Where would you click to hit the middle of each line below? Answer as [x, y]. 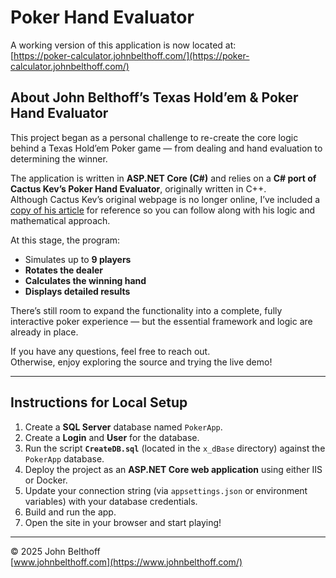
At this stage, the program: [65, 240]
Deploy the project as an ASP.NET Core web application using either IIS [173, 469]
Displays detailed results [77, 291]
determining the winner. [59, 158]
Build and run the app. [70, 512]
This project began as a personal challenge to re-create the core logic [154, 137]
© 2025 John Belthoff [55, 551]
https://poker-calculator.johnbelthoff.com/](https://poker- [131, 55]
